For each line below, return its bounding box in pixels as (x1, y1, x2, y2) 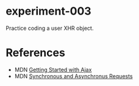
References (5, 46, 65, 60)
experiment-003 (5, 4, 92, 18)
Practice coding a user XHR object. (5, 24, 94, 32)
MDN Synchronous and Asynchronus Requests (14, 72, 133, 80)
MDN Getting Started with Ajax (14, 66, 92, 73)
